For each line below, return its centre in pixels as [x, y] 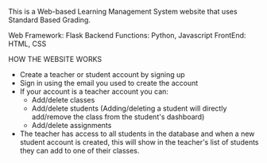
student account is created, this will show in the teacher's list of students [139, 142]
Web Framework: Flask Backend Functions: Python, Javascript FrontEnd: [127, 35]
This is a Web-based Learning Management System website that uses [123, 12]
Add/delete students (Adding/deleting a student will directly [129, 108]
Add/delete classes [63, 100]
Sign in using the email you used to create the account [109, 83]
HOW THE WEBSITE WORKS [55, 59]
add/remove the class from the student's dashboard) [118, 117]
